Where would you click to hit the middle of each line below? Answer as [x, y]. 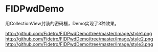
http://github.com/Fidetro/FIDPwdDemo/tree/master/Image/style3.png [79, 44]
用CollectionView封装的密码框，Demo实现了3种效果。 [62, 23]
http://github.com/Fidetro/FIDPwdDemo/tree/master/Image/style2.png [79, 39]
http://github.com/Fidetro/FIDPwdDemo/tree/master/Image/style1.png [79, 33]
